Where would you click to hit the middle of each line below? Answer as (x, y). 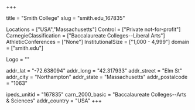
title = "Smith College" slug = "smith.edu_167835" (66, 18)
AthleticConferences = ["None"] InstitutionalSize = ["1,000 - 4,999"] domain (98, 42)
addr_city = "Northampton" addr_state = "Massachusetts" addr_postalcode (97, 77)
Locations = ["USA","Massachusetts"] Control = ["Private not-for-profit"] (93, 29)
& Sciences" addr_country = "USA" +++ (54, 101)
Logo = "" (18, 59)
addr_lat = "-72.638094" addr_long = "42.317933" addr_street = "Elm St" (94, 71)
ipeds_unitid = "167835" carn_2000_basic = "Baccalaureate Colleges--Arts (96, 94)
